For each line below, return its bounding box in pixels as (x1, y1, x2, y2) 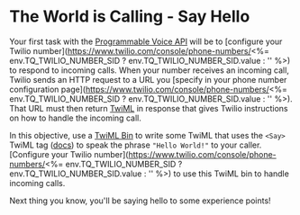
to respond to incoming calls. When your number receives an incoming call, (9, 65, 290, 76)
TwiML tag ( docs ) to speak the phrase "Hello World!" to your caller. (9, 139, 262, 150)
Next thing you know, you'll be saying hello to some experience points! (9, 195, 272, 206)
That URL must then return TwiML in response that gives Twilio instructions (9, 103, 288, 113)
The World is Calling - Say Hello (9, 6, 250, 27)
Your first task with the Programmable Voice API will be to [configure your (9, 36, 283, 47)
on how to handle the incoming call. (9, 112, 141, 123)
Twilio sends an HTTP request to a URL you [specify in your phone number (9, 74, 287, 85)
